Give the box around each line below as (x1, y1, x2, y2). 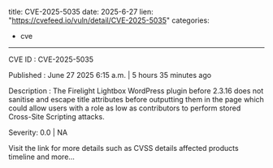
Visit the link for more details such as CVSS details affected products (8, 144, 239, 153)
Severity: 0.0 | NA (8, 127, 67, 137)
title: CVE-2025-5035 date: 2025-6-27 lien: (8, 7, 154, 16)
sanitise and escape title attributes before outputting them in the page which (8, 95, 264, 104)
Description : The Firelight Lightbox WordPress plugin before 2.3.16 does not (8, 86, 264, 96)
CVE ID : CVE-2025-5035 (8, 54, 94, 64)
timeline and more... (8, 152, 76, 162)
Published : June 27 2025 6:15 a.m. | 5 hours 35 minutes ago (8, 71, 212, 80)
